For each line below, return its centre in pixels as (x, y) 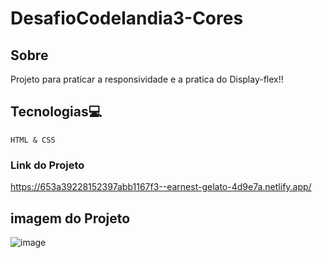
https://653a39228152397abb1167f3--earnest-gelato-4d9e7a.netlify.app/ (161, 187)
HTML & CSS (33, 140)
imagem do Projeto (70, 218)
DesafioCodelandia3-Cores (127, 18)
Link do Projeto (47, 165)
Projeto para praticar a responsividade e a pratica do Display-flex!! (147, 79)
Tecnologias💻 (56, 112)
